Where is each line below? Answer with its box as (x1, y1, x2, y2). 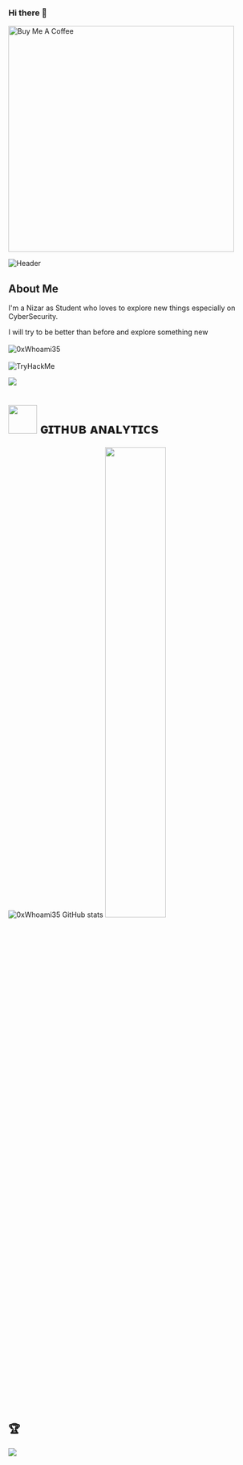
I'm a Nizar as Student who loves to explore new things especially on (8, 303, 236, 313)
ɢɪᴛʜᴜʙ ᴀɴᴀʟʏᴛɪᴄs (39, 419, 159, 438)
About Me (8, 281, 59, 296)
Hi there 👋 (8, 7, 48, 18)
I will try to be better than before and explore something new (8, 327, 209, 337)
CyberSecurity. (8, 312, 59, 321)
